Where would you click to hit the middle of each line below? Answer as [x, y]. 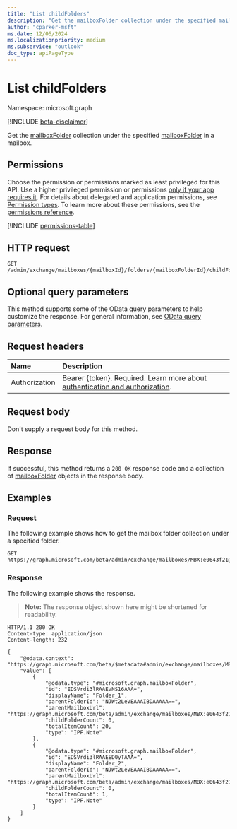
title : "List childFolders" [49, 14]
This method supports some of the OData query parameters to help [105, 309]
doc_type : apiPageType [41, 54]
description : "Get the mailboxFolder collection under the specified [112, 20]
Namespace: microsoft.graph [50, 107]
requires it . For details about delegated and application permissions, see [112, 197]
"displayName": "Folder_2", [86, 763]
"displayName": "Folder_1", [86, 695]
